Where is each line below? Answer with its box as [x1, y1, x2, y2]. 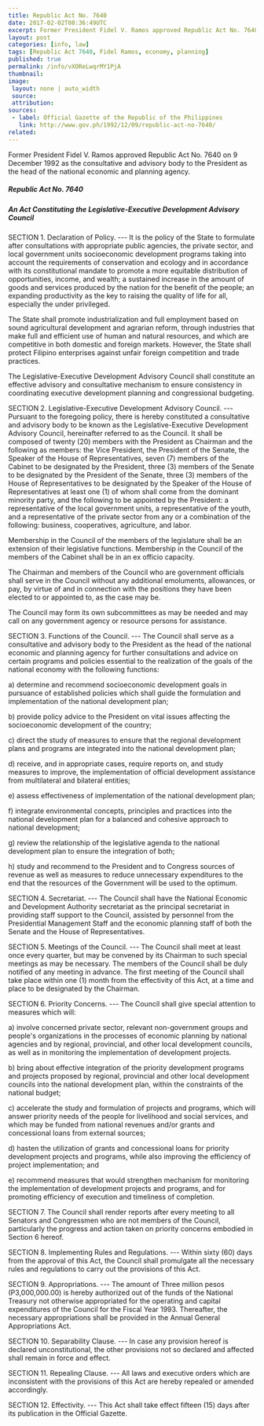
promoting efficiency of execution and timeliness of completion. [8, 1192, 214, 1201]
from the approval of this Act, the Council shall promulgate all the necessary [8, 1256, 255, 1265]
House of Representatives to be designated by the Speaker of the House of [8, 478, 252, 488]
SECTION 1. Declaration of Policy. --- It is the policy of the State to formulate [8, 233, 255, 242]
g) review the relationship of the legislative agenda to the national [8, 838, 220, 847]
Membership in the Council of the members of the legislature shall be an [8, 535, 242, 544]
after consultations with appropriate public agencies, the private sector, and [8, 240, 254, 250]
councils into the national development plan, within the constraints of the [8, 1080, 244, 1089]
